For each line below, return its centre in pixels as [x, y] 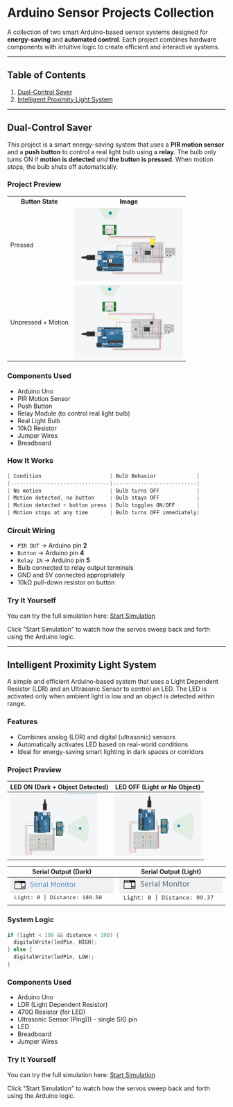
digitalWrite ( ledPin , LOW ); [54, 957]
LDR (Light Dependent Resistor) [62, 1005]
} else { [20, 950]
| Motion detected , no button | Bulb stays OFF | [103, 498]
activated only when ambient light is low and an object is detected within [111, 696]
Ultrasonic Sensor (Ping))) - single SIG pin [77, 1019]
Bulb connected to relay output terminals [75, 568]
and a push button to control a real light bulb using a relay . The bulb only [112, 151]
